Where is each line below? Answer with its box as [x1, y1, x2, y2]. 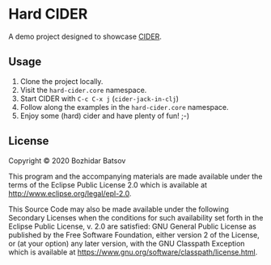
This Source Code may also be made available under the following [8, 204, 229, 214]
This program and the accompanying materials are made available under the [8, 171, 263, 181]
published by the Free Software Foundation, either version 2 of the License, [8, 229, 260, 239]
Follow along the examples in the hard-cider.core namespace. [19, 102, 229, 111]
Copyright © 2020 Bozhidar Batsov [8, 155, 126, 166]
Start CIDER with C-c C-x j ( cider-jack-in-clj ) [19, 94, 180, 103]
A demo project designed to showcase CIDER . [8, 32, 162, 41]
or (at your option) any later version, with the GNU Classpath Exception [8, 238, 245, 248]
